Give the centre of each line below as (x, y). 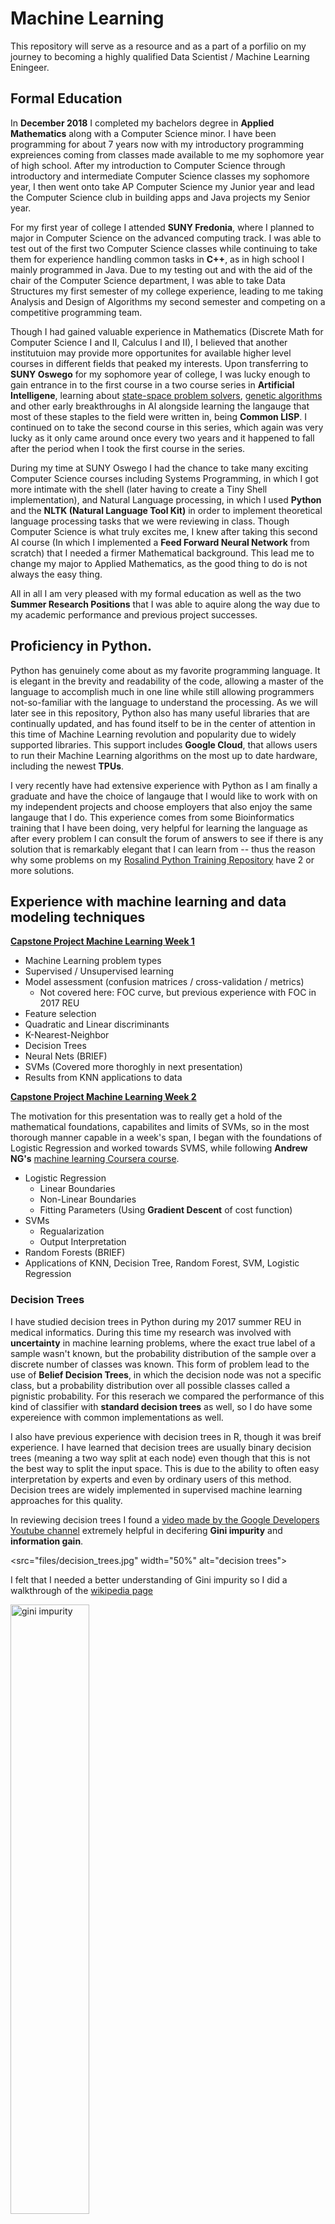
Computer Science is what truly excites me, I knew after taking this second (164, 531)
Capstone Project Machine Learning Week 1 (102, 941)
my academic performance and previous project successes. (134, 614)
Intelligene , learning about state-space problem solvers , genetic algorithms (166, 395)
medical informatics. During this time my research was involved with (151, 1332)
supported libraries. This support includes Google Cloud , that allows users (164, 744)
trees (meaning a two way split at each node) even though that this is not (160, 1458)
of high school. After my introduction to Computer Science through (148, 165)
